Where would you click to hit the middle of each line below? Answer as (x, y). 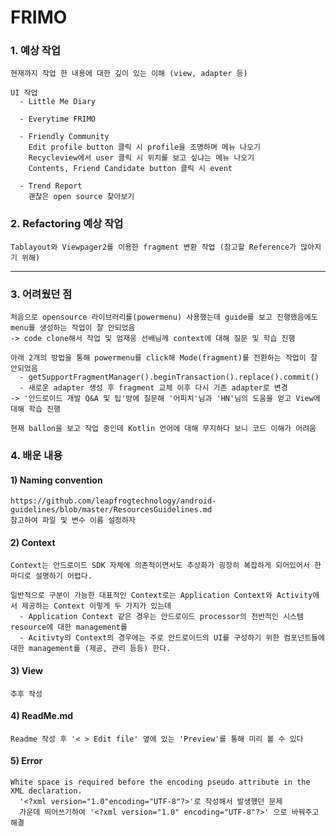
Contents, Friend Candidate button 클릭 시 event (130, 169)
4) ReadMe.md (42, 716)
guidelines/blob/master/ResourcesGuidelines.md (111, 510)
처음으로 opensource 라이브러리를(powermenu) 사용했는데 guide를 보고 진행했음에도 (164, 317)
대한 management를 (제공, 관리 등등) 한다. (91, 649)
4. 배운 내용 (36, 455)
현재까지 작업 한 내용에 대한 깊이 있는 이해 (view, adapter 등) (129, 74)
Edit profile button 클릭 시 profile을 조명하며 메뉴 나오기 (144, 147)
